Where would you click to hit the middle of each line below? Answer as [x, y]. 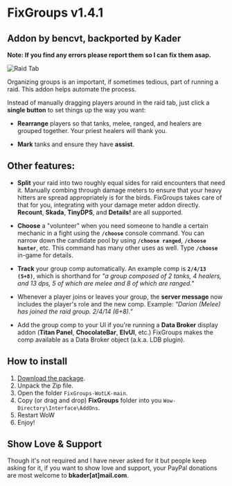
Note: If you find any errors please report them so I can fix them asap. [109, 55]
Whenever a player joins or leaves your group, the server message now [120, 297]
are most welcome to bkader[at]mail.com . [68, 476]
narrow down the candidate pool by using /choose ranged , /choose [111, 240]
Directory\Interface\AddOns [57, 408]
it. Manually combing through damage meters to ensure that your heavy [119, 190]
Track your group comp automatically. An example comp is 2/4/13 [111, 268]
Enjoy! [26, 422]
